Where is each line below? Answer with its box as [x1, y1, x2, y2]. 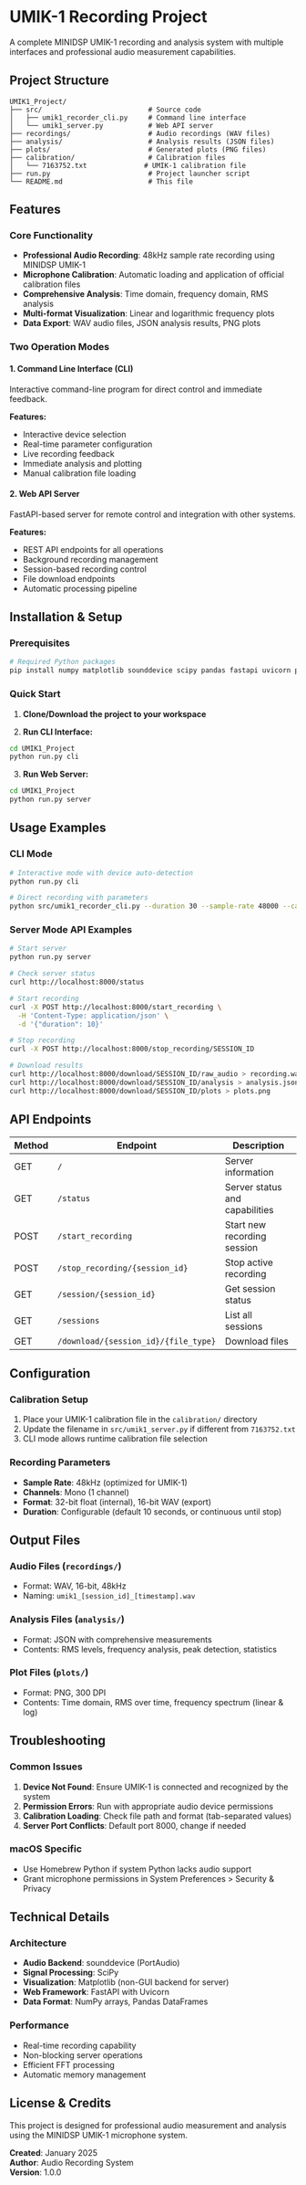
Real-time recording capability [22, 2040, 137, 2051]
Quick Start [9, 688, 61, 701]
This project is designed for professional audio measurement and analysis [9, 2119, 287, 2130]
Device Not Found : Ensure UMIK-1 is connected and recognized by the [22, 1781, 289, 1792]
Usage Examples [9, 820, 107, 836]
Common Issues [9, 1760, 84, 1773]
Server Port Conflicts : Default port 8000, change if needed [22, 1820, 247, 1831]
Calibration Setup [9, 1393, 89, 1406]
